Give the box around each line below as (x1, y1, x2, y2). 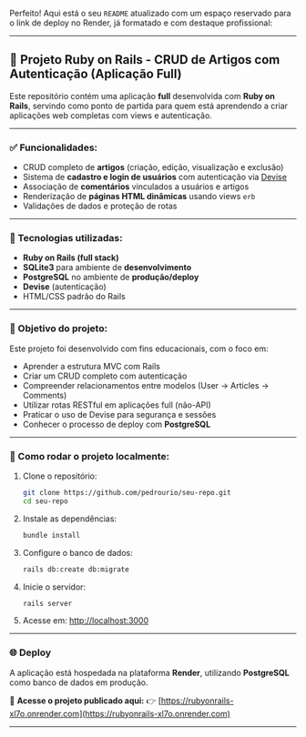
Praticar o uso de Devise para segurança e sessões (22, 409, 217, 419)
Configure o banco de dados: (22, 547, 134, 558)
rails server (22, 599, 73, 608)
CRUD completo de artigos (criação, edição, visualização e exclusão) (22, 162, 284, 173)
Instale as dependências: (22, 513, 117, 524)
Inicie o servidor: (22, 581, 87, 592)
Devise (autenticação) (22, 281, 107, 292)
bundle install (22, 530, 81, 540)
